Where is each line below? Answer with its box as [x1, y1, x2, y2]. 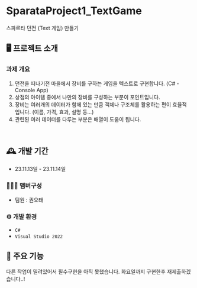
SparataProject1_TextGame [6, 4, 142, 18]
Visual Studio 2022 [14, 234, 63, 240]
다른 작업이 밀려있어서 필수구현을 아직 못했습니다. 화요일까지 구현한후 [6, 268, 166, 275]
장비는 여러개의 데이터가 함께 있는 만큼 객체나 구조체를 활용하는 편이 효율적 [14, 101, 188, 108]
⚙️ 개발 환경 [6, 212, 37, 221]
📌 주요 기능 [6, 251, 44, 261]
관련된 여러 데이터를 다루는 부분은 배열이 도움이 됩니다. [14, 115, 141, 122]
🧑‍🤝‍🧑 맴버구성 [6, 182, 43, 190]
